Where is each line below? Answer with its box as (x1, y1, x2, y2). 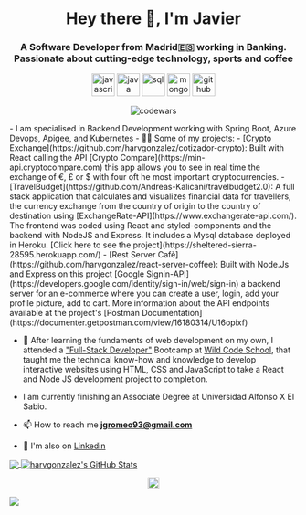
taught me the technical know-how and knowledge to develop (22, 354, 257, 365)
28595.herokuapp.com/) (9, 249, 101, 260)
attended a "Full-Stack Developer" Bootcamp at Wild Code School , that (22, 344, 290, 355)
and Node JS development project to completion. (22, 373, 208, 384)
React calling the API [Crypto (9, 152, 119, 163)
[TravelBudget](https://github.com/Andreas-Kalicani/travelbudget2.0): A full (9, 182, 295, 193)
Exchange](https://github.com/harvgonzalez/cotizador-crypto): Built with (9, 142, 285, 153)
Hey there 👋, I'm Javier (65, 8, 242, 29)
